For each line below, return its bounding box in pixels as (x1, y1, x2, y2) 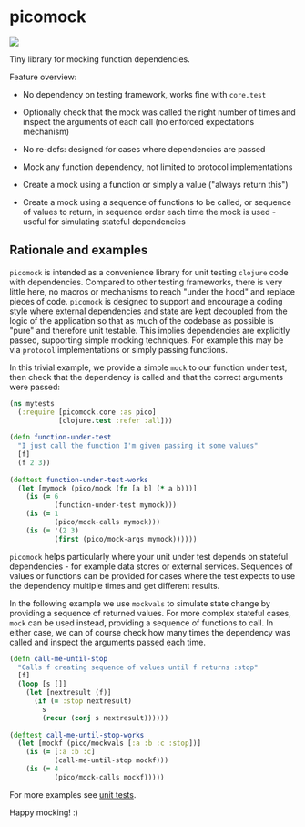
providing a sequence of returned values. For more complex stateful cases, (9, 607, 291, 618)
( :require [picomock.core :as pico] (17, 408, 157, 417)
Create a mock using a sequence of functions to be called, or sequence (22, 196, 292, 207)
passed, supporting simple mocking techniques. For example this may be (9, 335, 284, 346)
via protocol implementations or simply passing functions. (9, 344, 229, 355)
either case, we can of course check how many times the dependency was (9, 626, 291, 637)
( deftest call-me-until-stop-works (9, 730, 145, 739)
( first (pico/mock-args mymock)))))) (54, 534, 198, 543)
